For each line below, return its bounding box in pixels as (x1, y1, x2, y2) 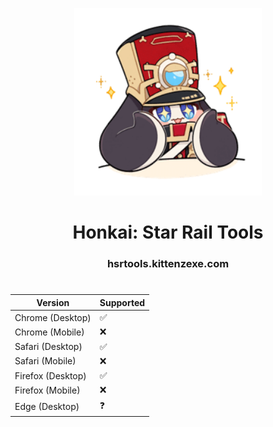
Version (36, 296, 70, 308)
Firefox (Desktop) (14, 369, 87, 382)
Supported (99, 296, 146, 308)
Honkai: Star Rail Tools (72, 221, 264, 244)
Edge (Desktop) (14, 401, 80, 413)
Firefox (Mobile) (14, 384, 81, 396)
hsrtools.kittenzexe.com (106, 257, 230, 271)
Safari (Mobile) (14, 355, 77, 367)
